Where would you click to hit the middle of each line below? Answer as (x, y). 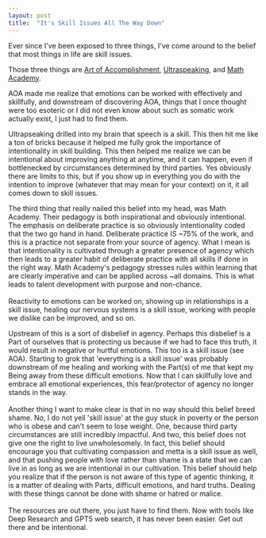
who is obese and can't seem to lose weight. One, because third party (123, 426)
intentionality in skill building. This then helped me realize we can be (120, 151)
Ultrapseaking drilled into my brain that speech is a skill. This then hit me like (133, 134)
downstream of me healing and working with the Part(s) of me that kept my (131, 367)
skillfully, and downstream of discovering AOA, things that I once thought (127, 102)
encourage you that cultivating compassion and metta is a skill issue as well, (133, 451)
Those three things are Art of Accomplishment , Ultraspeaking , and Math (126, 69)
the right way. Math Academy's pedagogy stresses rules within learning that (133, 267)
